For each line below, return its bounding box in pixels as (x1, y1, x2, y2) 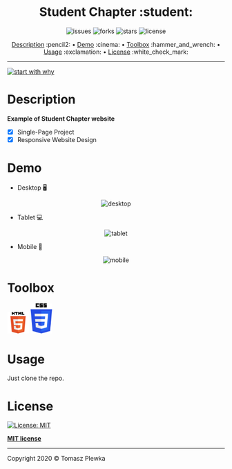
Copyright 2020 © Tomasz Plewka (7, 455, 106, 463)
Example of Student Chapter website (7, 114, 115, 123)
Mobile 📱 (17, 242, 43, 250)
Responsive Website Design (17, 135, 97, 143)
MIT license (7, 435, 41, 443)
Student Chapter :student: (39, 4, 193, 20)
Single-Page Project (17, 128, 75, 136)
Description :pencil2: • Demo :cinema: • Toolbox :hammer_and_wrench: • (11, 40, 221, 48)
